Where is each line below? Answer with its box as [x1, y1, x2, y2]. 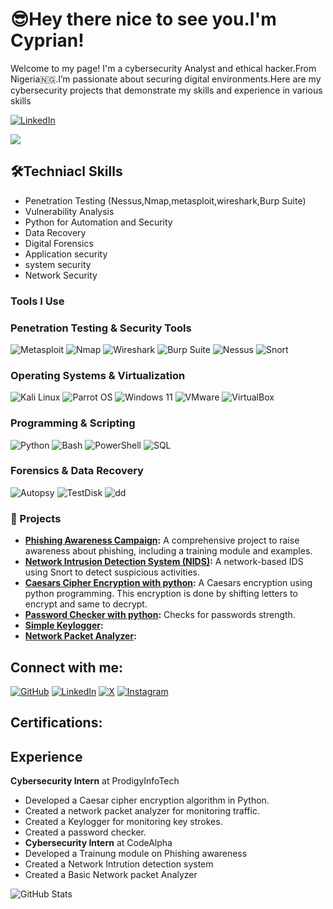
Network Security [24, 269, 98, 281]
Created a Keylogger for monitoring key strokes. [24, 816, 223, 828]
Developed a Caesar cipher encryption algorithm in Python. [24, 794, 270, 807]
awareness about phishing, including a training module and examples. [24, 545, 313, 557]
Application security [24, 248, 108, 260]
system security [24, 258, 92, 270]
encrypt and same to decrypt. [24, 598, 148, 610]
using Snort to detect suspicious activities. [24, 566, 200, 578]
